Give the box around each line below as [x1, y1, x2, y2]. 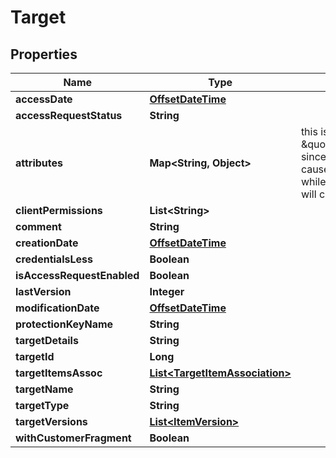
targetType [15, 399, 70, 412]
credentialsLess [15, 252, 93, 266]
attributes [15, 156, 63, 170]
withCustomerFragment [15, 431, 132, 445]
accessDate [15, 92, 73, 106]
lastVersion [15, 285, 72, 298]
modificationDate [15, 301, 100, 315]
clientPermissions [15, 204, 103, 217]
